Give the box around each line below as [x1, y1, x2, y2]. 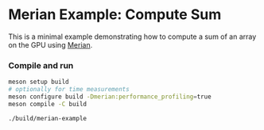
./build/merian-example [8, 114, 87, 122]
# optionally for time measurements [8, 86, 130, 94]
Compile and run [8, 59, 74, 71]
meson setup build [8, 78, 69, 86]
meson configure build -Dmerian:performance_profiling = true [8, 93, 212, 101]
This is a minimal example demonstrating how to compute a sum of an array [8, 32, 257, 41]
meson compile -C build [8, 100, 87, 108]
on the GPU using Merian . [8, 40, 93, 49]
